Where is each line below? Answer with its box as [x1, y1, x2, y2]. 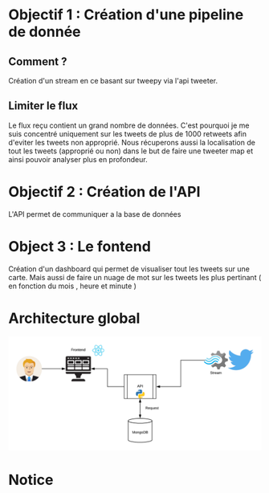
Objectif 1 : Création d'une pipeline [8, 6, 244, 24]
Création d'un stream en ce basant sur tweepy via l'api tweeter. [8, 76, 218, 85]
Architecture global [8, 309, 141, 327]
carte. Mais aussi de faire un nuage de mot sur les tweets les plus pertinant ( [8, 272, 262, 282]
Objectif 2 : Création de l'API [8, 183, 201, 201]
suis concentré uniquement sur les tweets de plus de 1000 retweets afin [8, 128, 247, 138]
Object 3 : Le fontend [8, 237, 151, 255]
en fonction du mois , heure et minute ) [8, 281, 137, 291]
